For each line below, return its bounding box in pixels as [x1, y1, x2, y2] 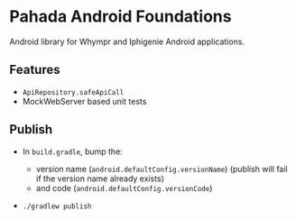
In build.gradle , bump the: [22, 146, 124, 157]
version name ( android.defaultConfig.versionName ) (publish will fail [35, 163, 288, 174]
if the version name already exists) [35, 173, 165, 184]
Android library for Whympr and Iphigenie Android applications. [9, 36, 245, 47]
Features [9, 62, 60, 78]
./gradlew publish [22, 201, 92, 211]
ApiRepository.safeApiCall [22, 87, 125, 96]
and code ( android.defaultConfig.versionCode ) [35, 182, 213, 193]
